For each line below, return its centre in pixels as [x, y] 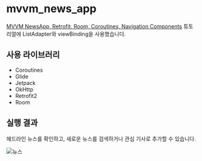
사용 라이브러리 [33, 55]
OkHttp [24, 89]
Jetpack [25, 83]
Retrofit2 [26, 95]
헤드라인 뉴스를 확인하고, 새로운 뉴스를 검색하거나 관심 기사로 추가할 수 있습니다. [101, 139]
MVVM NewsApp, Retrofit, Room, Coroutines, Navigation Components [94, 26]
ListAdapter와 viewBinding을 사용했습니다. [74, 34]
